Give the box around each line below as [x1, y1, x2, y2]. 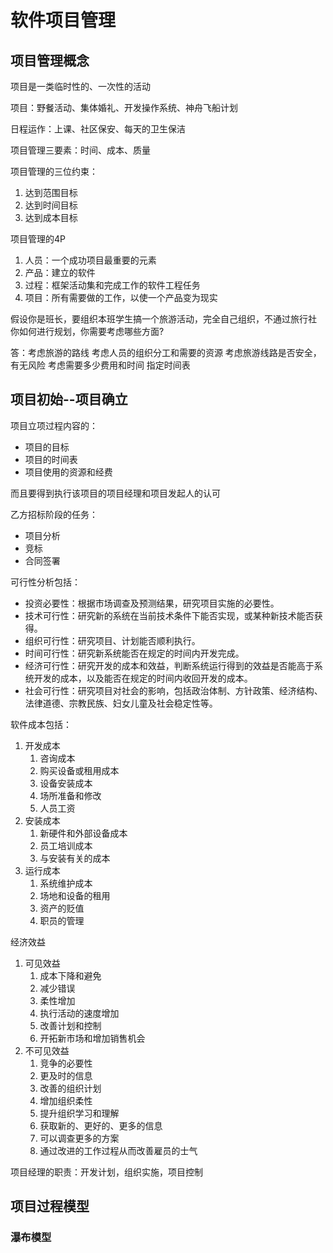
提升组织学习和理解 [39, 1107, 120, 1119]
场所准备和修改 [39, 789, 102, 801]
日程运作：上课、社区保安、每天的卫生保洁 [10, 123, 186, 135]
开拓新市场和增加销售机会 [39, 1032, 146, 1044]
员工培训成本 [39, 839, 93, 851]
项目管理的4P [10, 233, 66, 245]
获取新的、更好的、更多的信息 [39, 1119, 163, 1131]
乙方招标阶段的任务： [10, 508, 98, 520]
